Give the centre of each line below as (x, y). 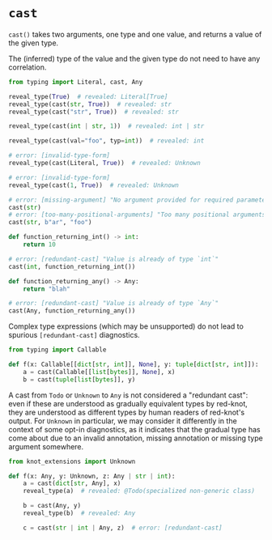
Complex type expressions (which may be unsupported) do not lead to (126, 326)
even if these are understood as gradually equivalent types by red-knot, (128, 403)
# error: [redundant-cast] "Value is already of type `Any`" (114, 304)
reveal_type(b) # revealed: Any (79, 513)
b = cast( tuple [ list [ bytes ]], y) (79, 379)
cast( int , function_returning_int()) (72, 266)
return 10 (40, 244)
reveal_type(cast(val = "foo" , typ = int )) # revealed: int (106, 141)
